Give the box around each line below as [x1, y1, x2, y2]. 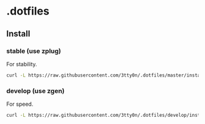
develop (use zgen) [6, 86, 65, 95]
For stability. [6, 60, 38, 67]
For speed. [6, 100, 34, 108]
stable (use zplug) [6, 47, 62, 55]
